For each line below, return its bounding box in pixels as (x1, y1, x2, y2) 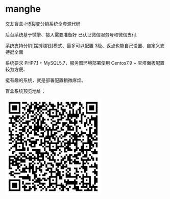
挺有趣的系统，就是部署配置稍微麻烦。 (5, 77, 86, 83)
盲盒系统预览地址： (5, 88, 46, 94)
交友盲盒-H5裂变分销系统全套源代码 (5, 21, 81, 27)
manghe (5, 3, 41, 15)
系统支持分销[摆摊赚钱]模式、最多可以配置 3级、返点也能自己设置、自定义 (5, 42, 160, 49)
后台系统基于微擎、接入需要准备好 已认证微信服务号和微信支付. (5, 31, 138, 37)
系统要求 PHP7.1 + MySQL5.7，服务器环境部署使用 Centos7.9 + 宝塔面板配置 (5, 59, 165, 66)
